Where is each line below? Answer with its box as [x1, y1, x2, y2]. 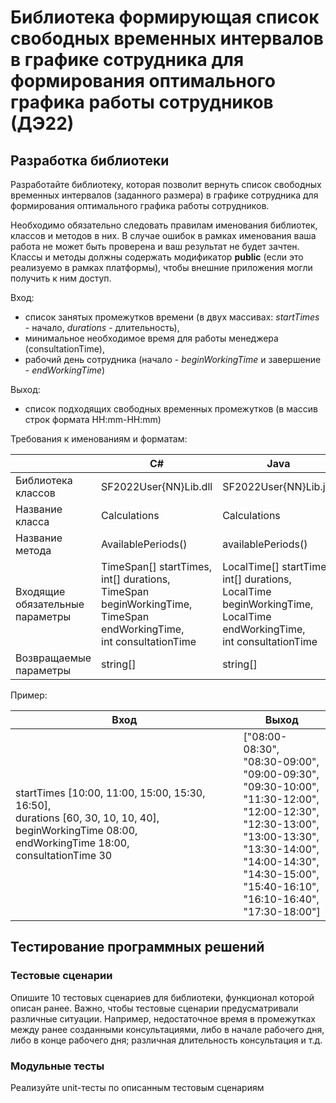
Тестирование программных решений [10, 939, 265, 956]
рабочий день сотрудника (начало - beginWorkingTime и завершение [24, 354, 322, 365]
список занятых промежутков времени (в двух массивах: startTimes [24, 311, 320, 323]
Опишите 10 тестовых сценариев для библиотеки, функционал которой [10, 991, 315, 1003]
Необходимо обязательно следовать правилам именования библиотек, [10, 219, 318, 231]
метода [15, 544, 52, 557]
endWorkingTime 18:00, [15, 836, 130, 850]
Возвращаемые [15, 651, 92, 665]
